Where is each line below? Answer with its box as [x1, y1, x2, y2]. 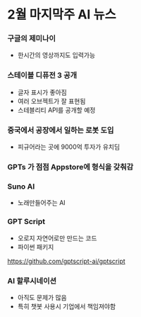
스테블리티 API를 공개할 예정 [17, 106, 96, 114]
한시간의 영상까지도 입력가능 [17, 51, 96, 60]
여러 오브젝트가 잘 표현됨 [17, 96, 86, 105]
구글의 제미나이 [7, 33, 56, 43]
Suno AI [7, 182, 35, 191]
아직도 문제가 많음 [17, 293, 67, 301]
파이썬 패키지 [17, 243, 54, 251]
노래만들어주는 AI [17, 199, 66, 207]
